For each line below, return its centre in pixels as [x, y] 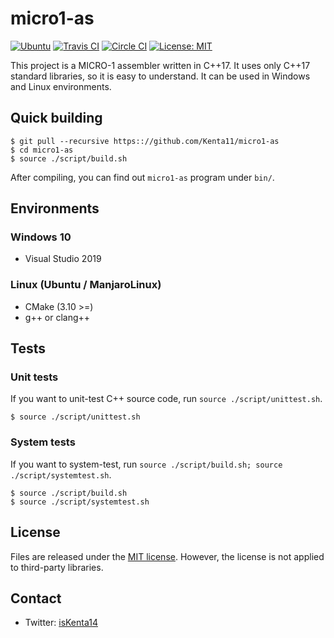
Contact [36, 598]
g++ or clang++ [57, 317]
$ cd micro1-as [42, 150]
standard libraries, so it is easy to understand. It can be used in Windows [160, 76]
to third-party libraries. [57, 567]
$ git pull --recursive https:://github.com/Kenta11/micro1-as [145, 141]
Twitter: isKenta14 [61, 623]
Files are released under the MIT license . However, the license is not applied [167, 556]
